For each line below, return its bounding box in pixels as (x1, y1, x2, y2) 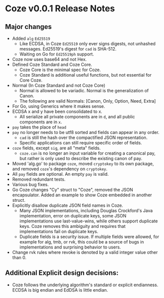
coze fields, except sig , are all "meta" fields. (12, 145, 101, 151)
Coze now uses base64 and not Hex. (12, 56, 87, 62)
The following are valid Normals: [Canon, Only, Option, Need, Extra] (19, 98, 156, 104)
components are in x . (19, 119, 62, 125)
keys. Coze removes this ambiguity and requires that (19, 223, 126, 229)
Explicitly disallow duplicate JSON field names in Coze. (12, 202, 123, 208)
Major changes (5, 23, 52, 31)
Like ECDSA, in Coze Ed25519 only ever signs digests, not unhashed (19, 41, 156, 47)
